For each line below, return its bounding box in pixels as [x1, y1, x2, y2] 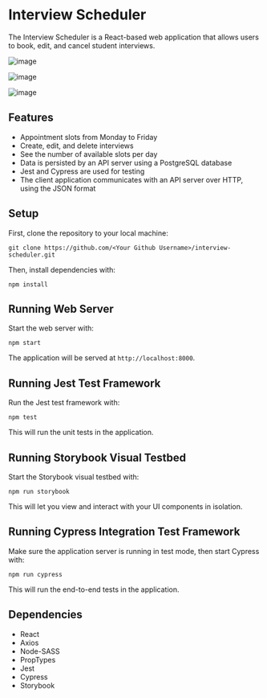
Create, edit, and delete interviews [19, 141, 134, 150]
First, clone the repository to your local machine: [8, 228, 168, 238]
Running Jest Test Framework [8, 376, 161, 390]
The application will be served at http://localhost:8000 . [8, 353, 196, 363]
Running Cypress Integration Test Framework [8, 525, 241, 539]
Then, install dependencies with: [8, 265, 116, 274]
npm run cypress [8, 570, 63, 578]
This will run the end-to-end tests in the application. [8, 585, 180, 594]
